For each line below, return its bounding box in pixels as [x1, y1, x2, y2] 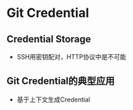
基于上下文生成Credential [16, 95, 91, 104]
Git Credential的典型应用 [6, 75, 115, 87]
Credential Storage [6, 33, 91, 45]
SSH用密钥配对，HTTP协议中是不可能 [16, 53, 127, 61]
